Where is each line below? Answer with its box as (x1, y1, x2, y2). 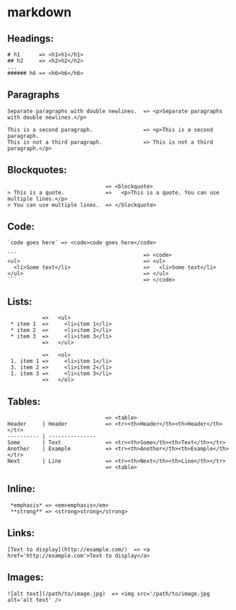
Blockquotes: (7, 164, 67, 176)
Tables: (7, 396, 41, 408)
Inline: (7, 483, 35, 495)
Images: (7, 571, 44, 584)
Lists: (7, 295, 33, 308)
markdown (7, 4, 72, 21)
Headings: (7, 33, 54, 45)
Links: (7, 527, 35, 539)
